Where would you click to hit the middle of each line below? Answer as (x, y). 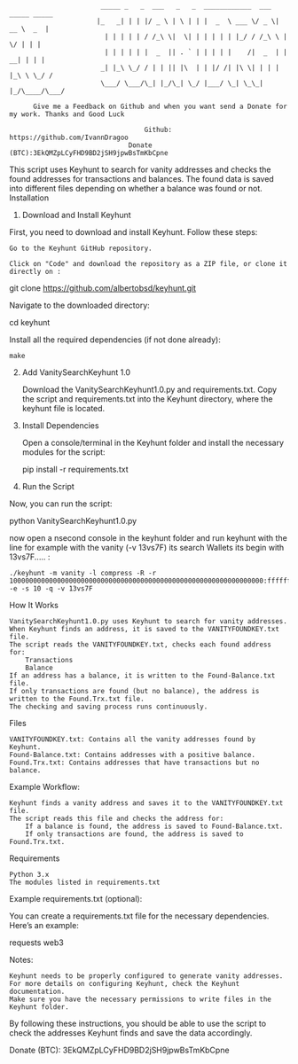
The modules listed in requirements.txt (85, 882)
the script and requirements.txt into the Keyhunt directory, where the (147, 399)
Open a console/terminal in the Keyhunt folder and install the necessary (153, 442)
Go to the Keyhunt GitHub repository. (81, 248)
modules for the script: (63, 452)
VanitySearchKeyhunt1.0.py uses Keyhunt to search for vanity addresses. (149, 622)
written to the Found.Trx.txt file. (77, 699)
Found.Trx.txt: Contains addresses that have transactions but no (134, 763)
